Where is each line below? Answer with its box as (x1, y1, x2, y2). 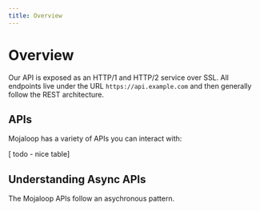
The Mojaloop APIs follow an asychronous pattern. (8, 193, 175, 204)
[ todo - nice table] (8, 149, 70, 159)
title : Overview (8, 11, 62, 20)
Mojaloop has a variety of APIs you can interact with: (8, 133, 182, 144)
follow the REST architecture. (8, 90, 105, 99)
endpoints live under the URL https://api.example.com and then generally (8, 81, 252, 90)
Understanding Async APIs (8, 173, 146, 186)
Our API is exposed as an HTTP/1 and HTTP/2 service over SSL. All (8, 73, 230, 82)
